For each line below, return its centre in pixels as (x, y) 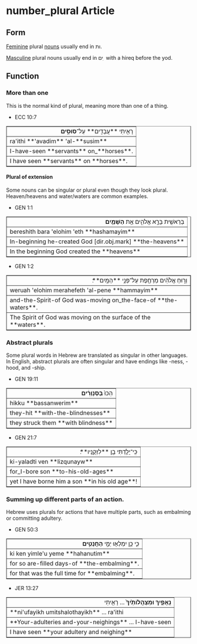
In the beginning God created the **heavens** (75, 251)
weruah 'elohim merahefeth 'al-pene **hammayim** (84, 290)
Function (23, 76)
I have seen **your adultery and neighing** (71, 632)
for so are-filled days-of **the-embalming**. (74, 564)
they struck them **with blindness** (61, 423)
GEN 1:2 (24, 266)
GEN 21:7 (26, 438)
